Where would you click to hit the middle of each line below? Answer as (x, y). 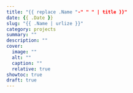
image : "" (24, 52)
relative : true (31, 69)
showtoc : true (25, 75)
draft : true (21, 80)
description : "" (27, 40)
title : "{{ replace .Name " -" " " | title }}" (67, 12)
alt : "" (22, 58)
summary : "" (21, 35)
